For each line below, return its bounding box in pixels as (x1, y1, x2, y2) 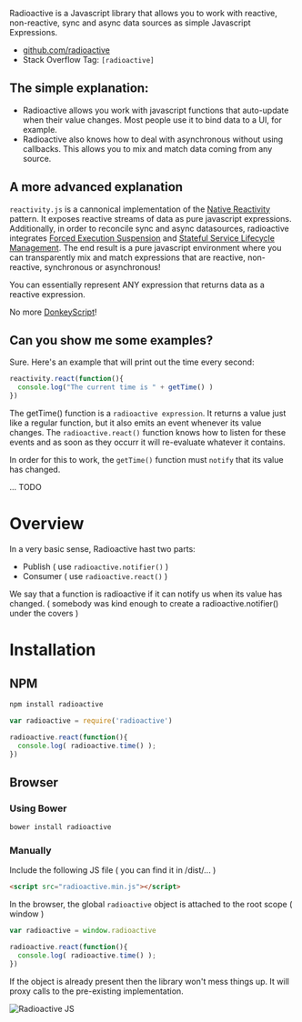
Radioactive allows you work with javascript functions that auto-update (22, 105, 289, 115)
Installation (9, 640, 96, 660)
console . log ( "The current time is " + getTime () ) (17, 383, 214, 392)
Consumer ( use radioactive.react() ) (22, 571, 168, 581)
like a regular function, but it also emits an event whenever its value (9, 417, 262, 428)
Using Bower (9, 802, 67, 815)
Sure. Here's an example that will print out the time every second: (9, 356, 255, 367)
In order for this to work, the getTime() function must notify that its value (9, 455, 284, 466)
